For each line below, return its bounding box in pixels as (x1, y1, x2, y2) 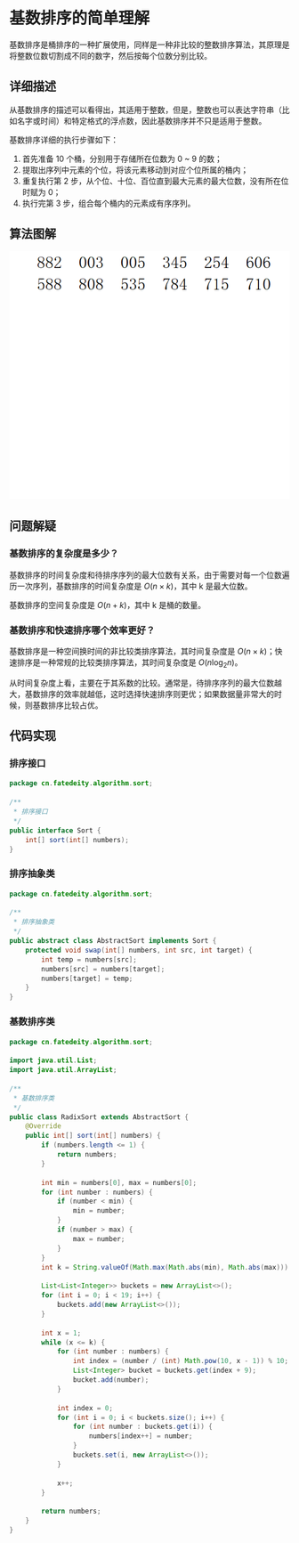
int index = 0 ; (56, 1403, 114, 1412)
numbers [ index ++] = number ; (88, 1432, 193, 1441)
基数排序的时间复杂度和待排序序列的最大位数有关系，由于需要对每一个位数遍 (9, 569, 290, 580)
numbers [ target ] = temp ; (41, 974, 133, 983)
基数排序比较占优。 (32, 700, 103, 711)
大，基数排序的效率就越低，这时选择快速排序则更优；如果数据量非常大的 (9, 688, 274, 699)
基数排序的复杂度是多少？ (9, 548, 119, 560)
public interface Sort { (9, 825, 101, 835)
